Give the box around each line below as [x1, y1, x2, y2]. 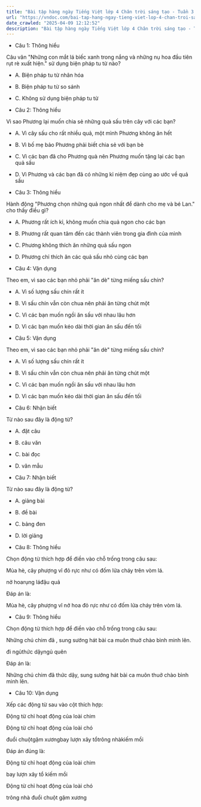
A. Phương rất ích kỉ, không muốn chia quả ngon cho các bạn [14, 218, 166, 225]
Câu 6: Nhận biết [14, 404, 57, 411]
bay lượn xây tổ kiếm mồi [6, 771, 68, 778]
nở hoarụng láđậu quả [6, 579, 61, 586]
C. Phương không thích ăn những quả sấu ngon [14, 242, 132, 249]
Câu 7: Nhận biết [14, 474, 57, 481]
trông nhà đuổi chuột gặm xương [6, 794, 87, 801]
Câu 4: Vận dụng [14, 265, 57, 272]
